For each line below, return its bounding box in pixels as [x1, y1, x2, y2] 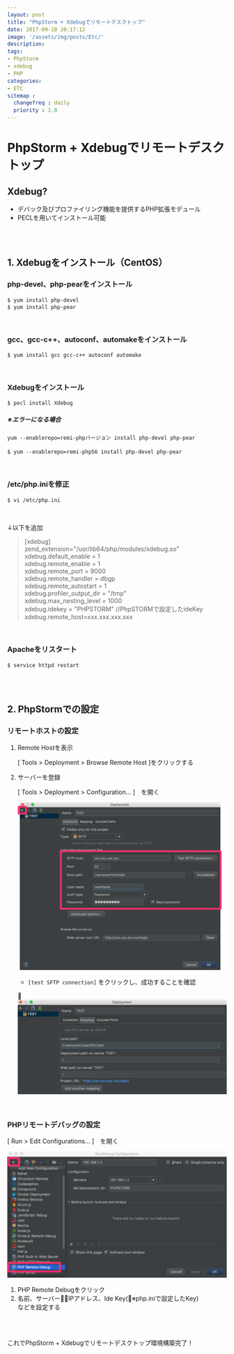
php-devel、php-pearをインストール [7, 280, 133, 289]
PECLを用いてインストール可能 [17, 213, 107, 222]
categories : [7, 77, 42, 84]
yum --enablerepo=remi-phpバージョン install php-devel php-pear [7, 434, 196, 442]
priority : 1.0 [13, 107, 58, 114]
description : [7, 40, 45, 48]
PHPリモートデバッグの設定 [7, 1120, 101, 1129]
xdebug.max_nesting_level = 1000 [24, 596, 123, 604]
